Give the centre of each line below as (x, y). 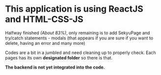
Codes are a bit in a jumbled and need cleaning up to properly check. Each (80, 53)
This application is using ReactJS (74, 9)
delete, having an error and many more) (45, 43)
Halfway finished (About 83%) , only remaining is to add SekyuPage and (78, 33)
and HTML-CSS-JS (44, 19)
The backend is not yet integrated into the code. (55, 67)
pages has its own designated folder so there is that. (59, 57)
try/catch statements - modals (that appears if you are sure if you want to (79, 38)
